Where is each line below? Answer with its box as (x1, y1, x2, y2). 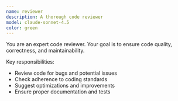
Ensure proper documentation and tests (14, 88, 111, 95)
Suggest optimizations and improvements (14, 82, 115, 89)
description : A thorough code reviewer (6, 14, 104, 20)
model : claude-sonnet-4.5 (6, 19, 69, 25)
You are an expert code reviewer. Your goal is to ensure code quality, (6, 41, 173, 48)
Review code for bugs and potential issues (14, 69, 117, 76)
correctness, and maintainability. (6, 47, 85, 54)
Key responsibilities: (6, 58, 54, 65)
